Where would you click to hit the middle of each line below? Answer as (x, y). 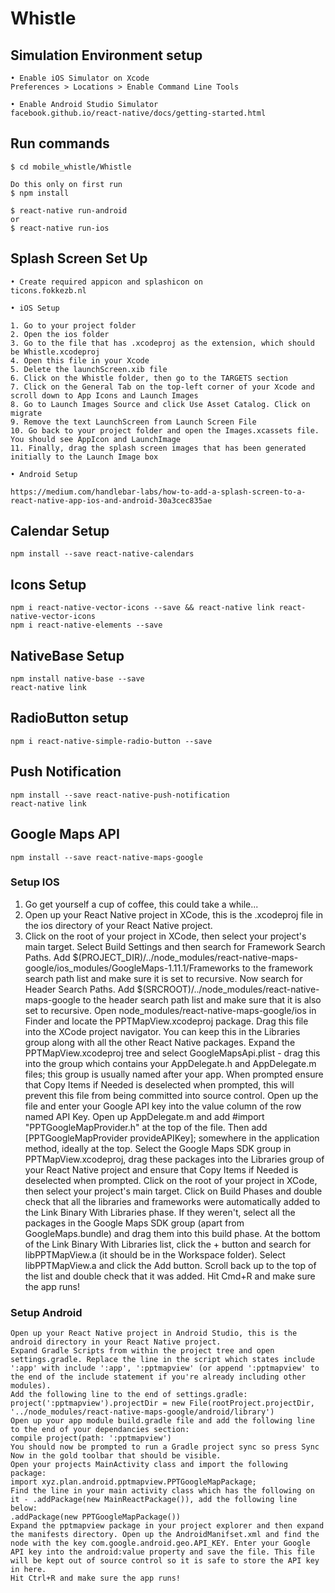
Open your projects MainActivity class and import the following (149, 1465)
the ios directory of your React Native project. (118, 925)
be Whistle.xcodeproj (55, 352)
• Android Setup (44, 474)
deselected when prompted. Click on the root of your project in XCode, (171, 1180)
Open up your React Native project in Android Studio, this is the (154, 1333)
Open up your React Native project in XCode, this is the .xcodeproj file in (174, 914)
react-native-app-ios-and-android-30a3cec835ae (111, 500)
